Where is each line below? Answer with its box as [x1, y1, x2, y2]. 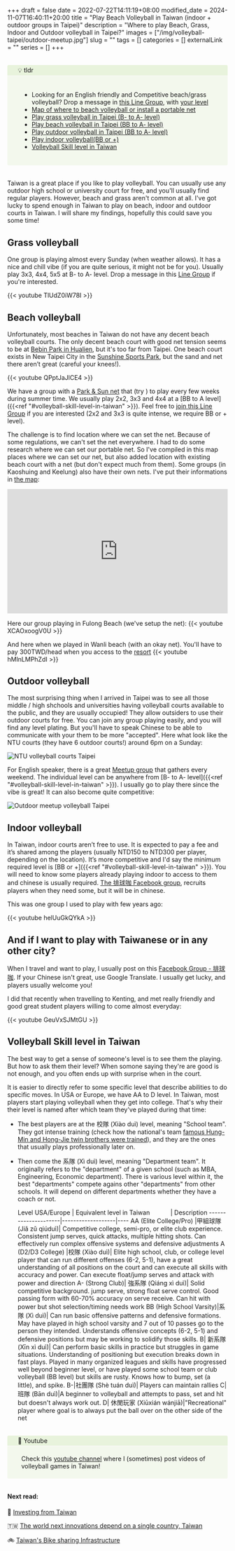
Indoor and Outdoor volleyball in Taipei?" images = [7, 28, 153, 36]
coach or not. [17, 1194, 57, 1203]
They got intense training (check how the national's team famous [17, 1128, 205, 1136]
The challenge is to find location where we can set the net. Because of [7, 430, 211, 439]
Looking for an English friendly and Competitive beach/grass [31, 90, 207, 99]
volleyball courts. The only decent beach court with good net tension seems [7, 338, 227, 346]
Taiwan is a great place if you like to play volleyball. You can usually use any [7, 179, 226, 188]
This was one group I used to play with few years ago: [7, 900, 163, 908]
